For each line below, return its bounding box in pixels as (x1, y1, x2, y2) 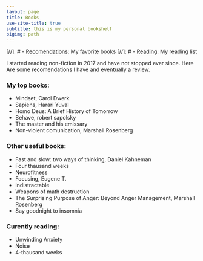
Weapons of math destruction (15, 188, 90, 195)
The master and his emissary (15, 120, 88, 127)
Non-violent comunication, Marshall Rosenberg (15, 127, 133, 134)
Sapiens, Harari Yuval (15, 101, 69, 109)
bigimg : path (6, 31, 39, 37)
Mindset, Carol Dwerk (15, 95, 70, 102)
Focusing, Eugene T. (15, 175, 67, 182)
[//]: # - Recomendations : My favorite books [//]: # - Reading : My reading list (6, 48, 198, 55)
